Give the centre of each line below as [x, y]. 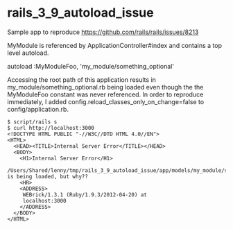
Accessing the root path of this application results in [81, 79]
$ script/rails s [32, 122]
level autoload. [28, 53]
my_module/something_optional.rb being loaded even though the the [105, 87]
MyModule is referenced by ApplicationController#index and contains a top [115, 45]
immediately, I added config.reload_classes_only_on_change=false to [106, 101]
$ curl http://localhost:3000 [51, 128]
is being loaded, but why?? [48, 176]
